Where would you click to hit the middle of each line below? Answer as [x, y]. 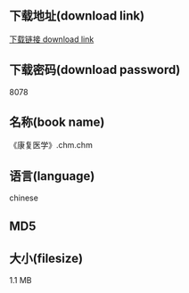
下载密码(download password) [95, 70]
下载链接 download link [52, 39]
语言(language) [52, 176]
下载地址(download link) [77, 16]
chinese [24, 198]
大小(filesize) [46, 259]
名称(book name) [57, 122]
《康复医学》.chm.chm [51, 145]
